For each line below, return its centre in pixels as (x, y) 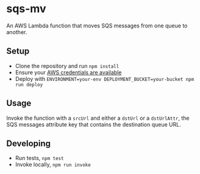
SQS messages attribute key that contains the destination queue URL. (94, 124)
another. (17, 32)
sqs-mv (26, 9)
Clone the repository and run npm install (67, 66)
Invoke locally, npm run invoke (53, 165)
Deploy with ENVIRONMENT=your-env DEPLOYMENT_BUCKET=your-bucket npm (105, 78)
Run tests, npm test (39, 158)
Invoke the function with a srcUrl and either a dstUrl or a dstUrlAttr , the (98, 118)
